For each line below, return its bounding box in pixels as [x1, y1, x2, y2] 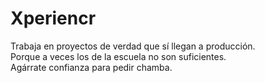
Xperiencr [10, 7, 97, 30]
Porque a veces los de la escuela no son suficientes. [10, 50, 227, 62]
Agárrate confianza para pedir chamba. [10, 61, 173, 73]
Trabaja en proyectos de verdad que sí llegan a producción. [10, 40, 256, 52]
